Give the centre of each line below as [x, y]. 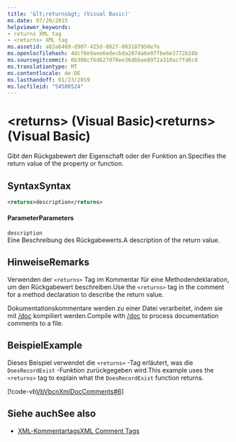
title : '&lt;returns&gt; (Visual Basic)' [69, 14]
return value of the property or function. [66, 164]
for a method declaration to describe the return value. [86, 294]
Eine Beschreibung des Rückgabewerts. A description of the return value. [114, 240]
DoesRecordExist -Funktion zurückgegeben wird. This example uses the [111, 370]
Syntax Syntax [39, 186]
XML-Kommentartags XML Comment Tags [78, 431]
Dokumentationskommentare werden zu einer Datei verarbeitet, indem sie [115, 308]
